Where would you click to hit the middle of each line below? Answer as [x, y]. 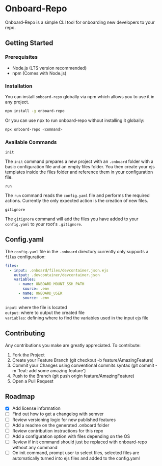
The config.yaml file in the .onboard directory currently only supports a [77, 251]
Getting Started [29, 43]
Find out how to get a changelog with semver [58, 414]
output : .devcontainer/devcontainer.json [57, 275]
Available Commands [31, 142]
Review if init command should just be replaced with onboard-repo [80, 442]
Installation [19, 86]
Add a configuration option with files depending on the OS [71, 436]
